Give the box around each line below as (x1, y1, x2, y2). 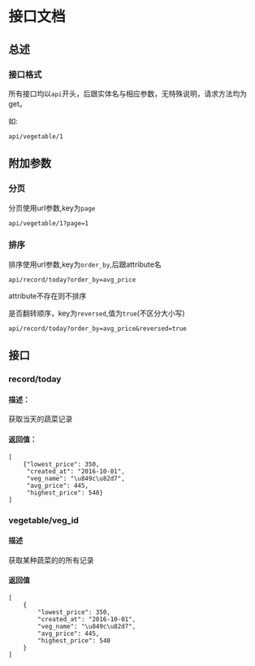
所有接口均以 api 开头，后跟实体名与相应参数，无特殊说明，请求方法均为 (8, 89, 248, 98)
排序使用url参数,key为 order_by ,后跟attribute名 (8, 259, 162, 269)
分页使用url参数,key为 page (8, 202, 96, 212)
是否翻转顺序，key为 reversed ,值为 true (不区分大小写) (8, 308, 185, 318)
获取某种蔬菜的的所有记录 (8, 555, 94, 565)
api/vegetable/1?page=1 (8, 219, 89, 228)
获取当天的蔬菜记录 (8, 414, 73, 424)
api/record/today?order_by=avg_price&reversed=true (8, 324, 187, 333)
